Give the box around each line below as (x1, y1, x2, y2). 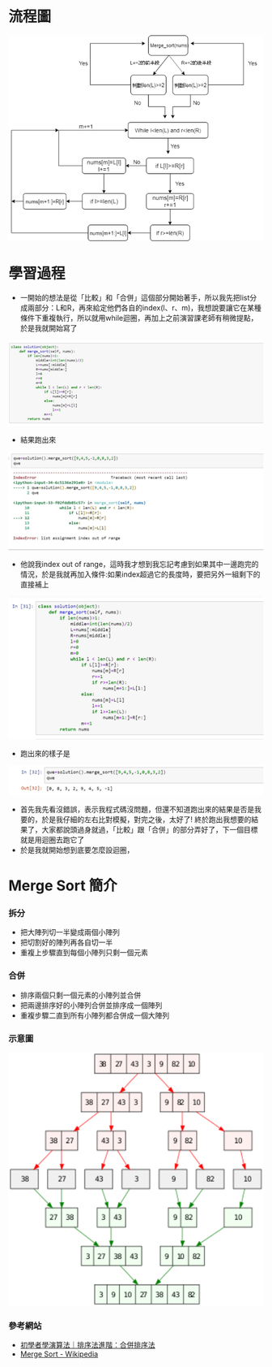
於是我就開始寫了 (19, 323, 78, 333)
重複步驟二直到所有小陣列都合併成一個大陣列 (19, 1010, 170, 1020)
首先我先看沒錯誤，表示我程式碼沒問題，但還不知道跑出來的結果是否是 (19, 804, 255, 814)
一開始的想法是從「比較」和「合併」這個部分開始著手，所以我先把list (19, 293, 250, 303)
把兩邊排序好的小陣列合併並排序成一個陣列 (19, 1000, 163, 1010)
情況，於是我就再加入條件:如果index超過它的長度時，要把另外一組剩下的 (19, 569, 261, 579)
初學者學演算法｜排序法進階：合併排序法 (19, 1340, 155, 1350)
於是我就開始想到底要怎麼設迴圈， (19, 845, 134, 854)
